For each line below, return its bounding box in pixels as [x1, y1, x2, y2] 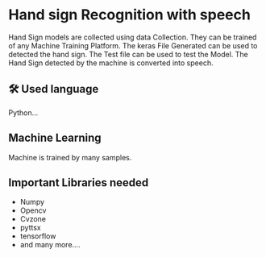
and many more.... [19, 240, 81, 250]
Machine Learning [8, 131, 102, 145]
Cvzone [19, 214, 47, 224]
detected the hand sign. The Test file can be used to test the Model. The [8, 49, 248, 59]
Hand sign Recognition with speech [8, 6, 251, 24]
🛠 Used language [8, 82, 99, 96]
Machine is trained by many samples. [8, 152, 132, 162]
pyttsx [19, 223, 42, 233]
